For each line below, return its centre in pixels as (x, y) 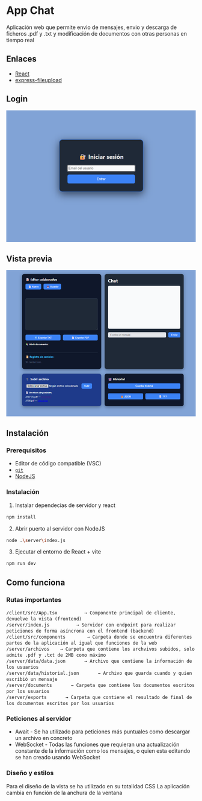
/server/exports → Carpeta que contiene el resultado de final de (99, 697)
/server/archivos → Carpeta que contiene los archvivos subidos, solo (101, 649)
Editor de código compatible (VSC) (58, 464)
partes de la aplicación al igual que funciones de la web (82, 643)
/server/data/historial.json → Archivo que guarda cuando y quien (99, 673)
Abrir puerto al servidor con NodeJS (60, 528)
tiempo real (20, 40)
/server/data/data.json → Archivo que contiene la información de (99, 661)
